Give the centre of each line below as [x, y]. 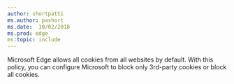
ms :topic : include [34, 40]
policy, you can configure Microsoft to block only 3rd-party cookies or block [117, 67]
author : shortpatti [36, 14]
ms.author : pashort [36, 20]
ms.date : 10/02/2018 [39, 27]
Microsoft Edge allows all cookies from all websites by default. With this [110, 59]
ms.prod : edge [28, 33]
